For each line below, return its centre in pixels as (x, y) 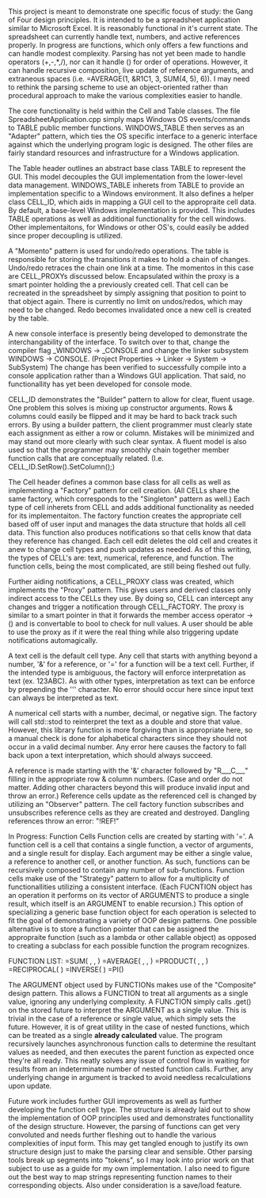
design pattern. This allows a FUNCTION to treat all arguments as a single (128, 993)
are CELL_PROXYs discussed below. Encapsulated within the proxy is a (124, 276)
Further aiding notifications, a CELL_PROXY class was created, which (121, 582)
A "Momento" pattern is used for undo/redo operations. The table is (119, 251)
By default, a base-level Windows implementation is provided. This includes (132, 210)
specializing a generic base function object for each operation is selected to (132, 912)
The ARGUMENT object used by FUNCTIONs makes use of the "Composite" (133, 985)
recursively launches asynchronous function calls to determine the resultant (132, 1044)
